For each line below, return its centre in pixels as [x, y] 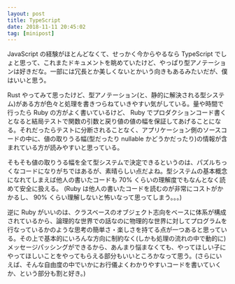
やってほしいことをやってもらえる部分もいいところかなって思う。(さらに [112, 256]
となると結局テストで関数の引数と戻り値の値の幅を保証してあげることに [111, 121]
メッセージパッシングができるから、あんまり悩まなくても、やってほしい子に [117, 247]
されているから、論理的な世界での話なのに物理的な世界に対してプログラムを [117, 221]
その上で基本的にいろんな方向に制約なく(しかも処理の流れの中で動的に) [123, 239]
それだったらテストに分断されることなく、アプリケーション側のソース [120, 130]
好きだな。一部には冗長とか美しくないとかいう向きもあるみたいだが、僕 [123, 71]
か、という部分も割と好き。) [47, 274]
